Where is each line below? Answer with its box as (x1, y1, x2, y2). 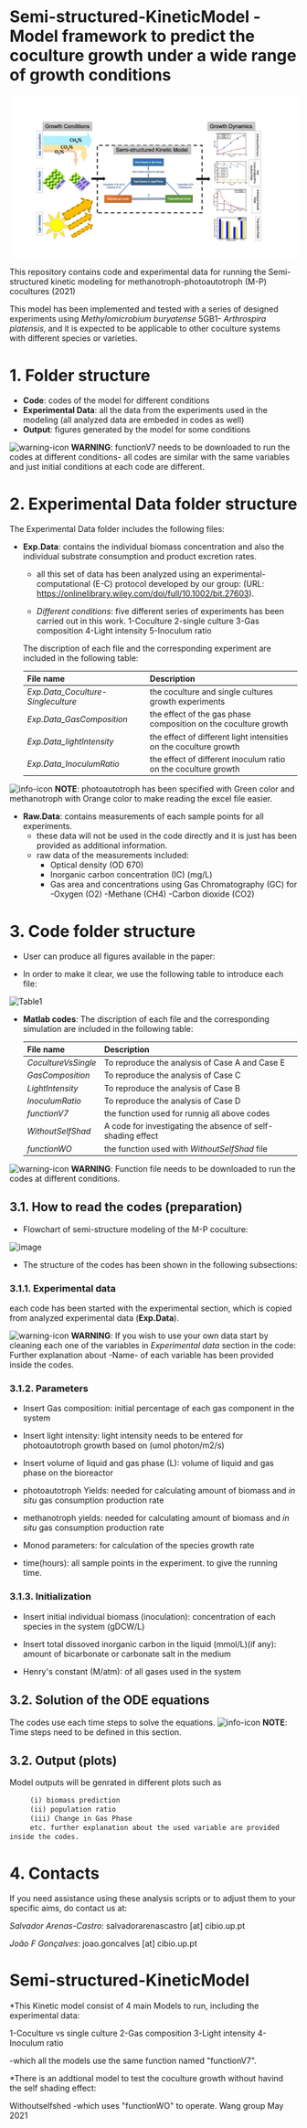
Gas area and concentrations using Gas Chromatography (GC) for (49, 879, 298, 890)
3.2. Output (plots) (9, 1752, 117, 1768)
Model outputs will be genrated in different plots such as (9, 1777, 222, 1788)
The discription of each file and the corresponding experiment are (22, 643, 271, 654)
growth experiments (149, 697, 226, 708)
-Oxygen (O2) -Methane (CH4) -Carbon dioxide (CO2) (49, 888, 255, 899)
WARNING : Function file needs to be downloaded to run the (70, 1164, 296, 1174)
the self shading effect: (9, 2082, 97, 2094)
